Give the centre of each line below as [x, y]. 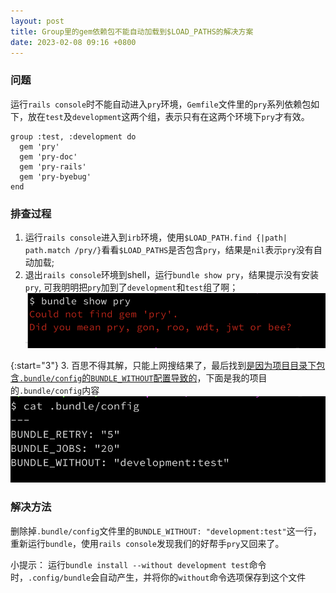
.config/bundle [60, 578]
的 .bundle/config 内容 [55, 391]
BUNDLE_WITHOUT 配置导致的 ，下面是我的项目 [179, 378]
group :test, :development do [73, 136]
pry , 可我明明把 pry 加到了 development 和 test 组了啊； [131, 287]
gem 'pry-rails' [53, 166]
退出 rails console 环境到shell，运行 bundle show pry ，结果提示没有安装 [171, 274]
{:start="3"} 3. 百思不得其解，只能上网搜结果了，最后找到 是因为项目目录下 [163, 366]
